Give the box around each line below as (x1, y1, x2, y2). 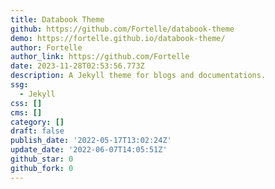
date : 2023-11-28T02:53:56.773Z (10, 61, 145, 71)
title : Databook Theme (10, 14, 105, 25)
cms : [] (10, 107, 43, 118)
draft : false (10, 126, 65, 136)
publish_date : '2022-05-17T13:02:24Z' (10, 136, 172, 146)
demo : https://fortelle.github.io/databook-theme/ (10, 33, 226, 43)
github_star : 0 (10, 154, 74, 164)
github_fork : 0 (10, 163, 74, 173)
